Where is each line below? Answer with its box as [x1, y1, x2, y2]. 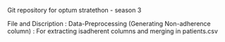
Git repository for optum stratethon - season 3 [7, 6, 142, 14]
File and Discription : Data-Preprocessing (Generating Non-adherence [7, 20, 211, 27]
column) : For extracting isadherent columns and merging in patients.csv [7, 27, 219, 35]
